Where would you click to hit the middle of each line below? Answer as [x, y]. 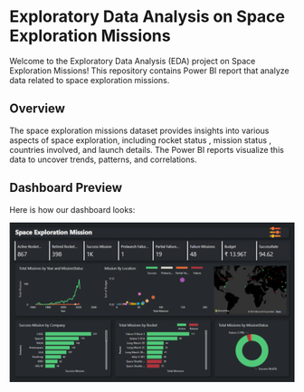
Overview [38, 109]
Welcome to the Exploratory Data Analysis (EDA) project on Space [133, 61]
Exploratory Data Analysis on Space [147, 17]
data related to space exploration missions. [90, 80]
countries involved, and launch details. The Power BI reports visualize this [147, 149]
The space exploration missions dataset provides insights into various [139, 130]
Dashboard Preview [66, 188]
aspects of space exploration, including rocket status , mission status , [141, 140]
